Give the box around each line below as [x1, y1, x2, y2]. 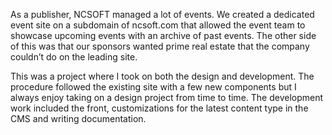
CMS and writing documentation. [10, 113, 147, 124]
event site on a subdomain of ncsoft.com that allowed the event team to [10, 19, 306, 31]
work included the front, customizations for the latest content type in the [10, 102, 309, 114]
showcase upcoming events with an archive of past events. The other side [10, 30, 317, 41]
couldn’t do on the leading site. [10, 51, 138, 63]
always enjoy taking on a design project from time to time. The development [10, 92, 324, 103]
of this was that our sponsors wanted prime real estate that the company [10, 40, 310, 52]
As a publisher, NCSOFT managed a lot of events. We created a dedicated [10, 9, 315, 20]
